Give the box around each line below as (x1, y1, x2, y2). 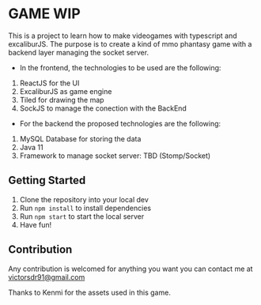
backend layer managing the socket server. (8, 47, 149, 57)
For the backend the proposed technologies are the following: (19, 119, 221, 128)
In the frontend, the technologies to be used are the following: (19, 62, 221, 72)
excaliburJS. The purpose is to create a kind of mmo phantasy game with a (8, 39, 252, 48)
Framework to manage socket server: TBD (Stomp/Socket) (19, 151, 211, 160)
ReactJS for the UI (19, 78, 80, 88)
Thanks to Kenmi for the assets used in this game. (8, 288, 172, 297)
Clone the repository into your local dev (19, 194, 149, 204)
